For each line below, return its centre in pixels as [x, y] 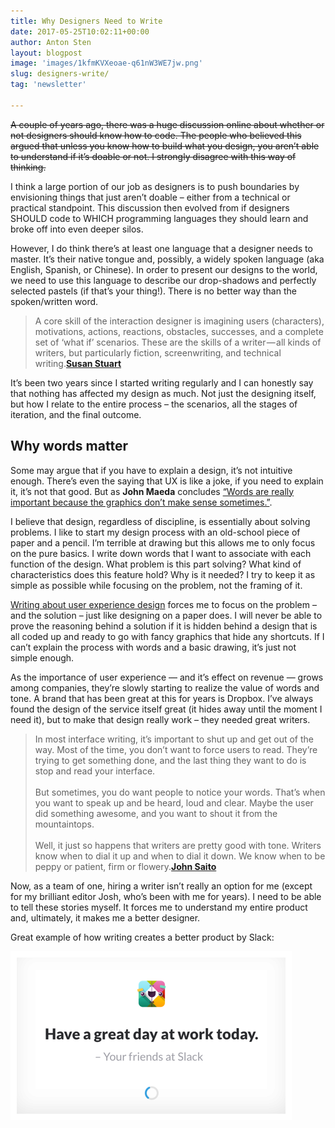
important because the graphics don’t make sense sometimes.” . [141, 502]
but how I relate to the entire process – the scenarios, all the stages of [154, 404]
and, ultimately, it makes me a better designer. [105, 917]
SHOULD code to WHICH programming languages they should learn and [159, 218]
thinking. [28, 167]
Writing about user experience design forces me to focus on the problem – [163, 604]
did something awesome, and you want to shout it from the [156, 813]
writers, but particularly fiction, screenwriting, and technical [158, 352]
